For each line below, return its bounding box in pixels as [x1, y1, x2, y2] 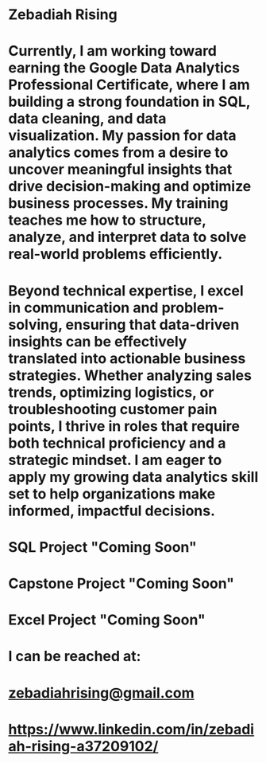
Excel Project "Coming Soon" [8, 611, 206, 629]
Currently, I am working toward [8, 42, 217, 61]
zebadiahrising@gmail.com [8, 683, 195, 702]
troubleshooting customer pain [8, 400, 218, 418]
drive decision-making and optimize [8, 178, 252, 196]
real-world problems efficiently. [8, 245, 223, 264]
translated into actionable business [8, 349, 246, 367]
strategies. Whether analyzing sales [8, 366, 253, 384]
